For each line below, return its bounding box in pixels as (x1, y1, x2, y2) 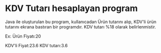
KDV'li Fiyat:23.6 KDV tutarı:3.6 (5, 42, 68, 48)
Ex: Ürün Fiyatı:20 (5, 33, 41, 39)
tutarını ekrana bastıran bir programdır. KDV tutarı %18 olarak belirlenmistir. (5, 24, 157, 29)
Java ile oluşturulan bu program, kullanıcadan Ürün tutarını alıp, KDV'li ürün (5, 19, 157, 25)
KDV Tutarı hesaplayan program (5, 3, 138, 14)
